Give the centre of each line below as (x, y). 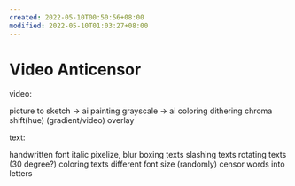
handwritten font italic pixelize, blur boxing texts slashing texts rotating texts (148, 155)
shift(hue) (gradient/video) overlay (72, 120)
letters (21, 174)
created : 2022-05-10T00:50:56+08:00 (77, 17)
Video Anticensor (75, 70)
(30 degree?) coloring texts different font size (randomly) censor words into (147, 164)
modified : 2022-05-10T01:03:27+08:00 (79, 26)
